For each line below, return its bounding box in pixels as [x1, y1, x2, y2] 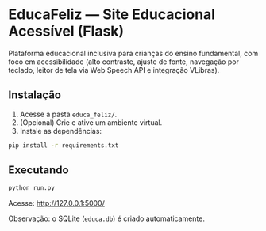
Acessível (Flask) [8, 22, 125, 40]
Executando [8, 164, 69, 177]
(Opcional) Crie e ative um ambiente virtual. [19, 117, 163, 127]
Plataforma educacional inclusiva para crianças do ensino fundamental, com [8, 48, 259, 58]
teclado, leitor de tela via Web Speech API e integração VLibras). [8, 65, 220, 74]
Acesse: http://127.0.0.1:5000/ [8, 199, 105, 208]
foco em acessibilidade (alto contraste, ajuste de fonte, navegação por [8, 57, 240, 66]
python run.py [8, 184, 56, 192]
